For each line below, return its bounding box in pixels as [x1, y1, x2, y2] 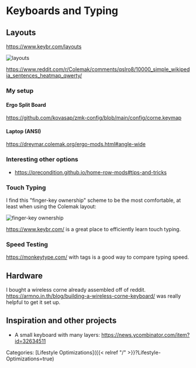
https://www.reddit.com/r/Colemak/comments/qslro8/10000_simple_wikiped [6, 66, 190, 73]
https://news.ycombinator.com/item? [101, 331, 190, 338]
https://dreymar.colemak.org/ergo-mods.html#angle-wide [6, 141, 146, 148]
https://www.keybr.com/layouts [6, 43, 82, 50]
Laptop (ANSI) [6, 127, 42, 134]
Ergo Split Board [6, 101, 46, 108]
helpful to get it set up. [6, 299, 61, 306]
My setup [6, 86, 34, 94]
